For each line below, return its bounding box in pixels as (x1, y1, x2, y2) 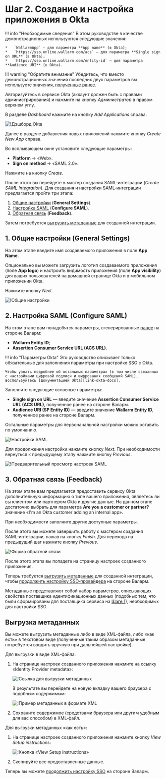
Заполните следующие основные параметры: (5, 386, 103, 392)
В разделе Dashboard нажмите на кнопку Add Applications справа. (5, 111, 147, 117)
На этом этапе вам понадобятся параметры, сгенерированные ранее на (5, 324, 160, 330)
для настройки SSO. (5, 604, 48, 610)
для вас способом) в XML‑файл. (12, 715, 81, 721)
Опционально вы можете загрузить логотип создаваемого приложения (5, 262, 157, 268)
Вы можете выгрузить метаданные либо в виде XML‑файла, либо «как (5, 631, 155, 637)
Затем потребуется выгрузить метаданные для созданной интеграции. (5, 219, 156, 226)
